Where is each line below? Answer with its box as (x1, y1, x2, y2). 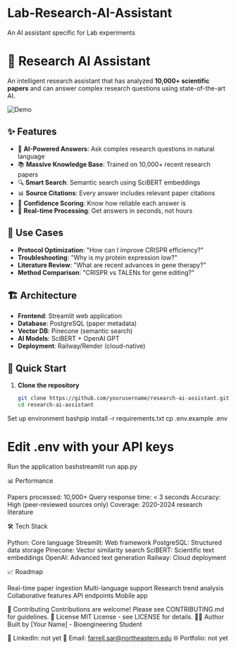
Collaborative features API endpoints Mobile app (7, 591, 148, 600)
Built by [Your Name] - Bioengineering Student (7, 620, 142, 628)
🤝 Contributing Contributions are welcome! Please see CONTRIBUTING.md (7, 604, 224, 613)
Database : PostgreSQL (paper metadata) (17, 320, 137, 328)
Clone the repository (17, 381, 80, 390)
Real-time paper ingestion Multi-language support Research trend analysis (7, 583, 224, 592)
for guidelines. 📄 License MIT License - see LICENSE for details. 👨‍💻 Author (7, 612, 224, 621)
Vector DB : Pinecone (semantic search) (17, 327, 133, 335)
